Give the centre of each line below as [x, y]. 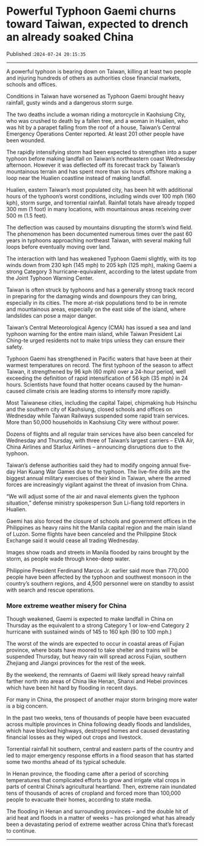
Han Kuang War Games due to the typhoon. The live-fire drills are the [104, 471]
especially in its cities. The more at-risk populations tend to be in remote [97, 302]
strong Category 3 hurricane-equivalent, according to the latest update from [102, 271]
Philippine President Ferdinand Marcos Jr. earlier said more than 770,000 [98, 570]
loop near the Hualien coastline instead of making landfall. [79, 178]
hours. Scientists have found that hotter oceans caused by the [84, 384]
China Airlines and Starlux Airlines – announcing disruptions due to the [94, 447]
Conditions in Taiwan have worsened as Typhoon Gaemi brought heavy [95, 96]
